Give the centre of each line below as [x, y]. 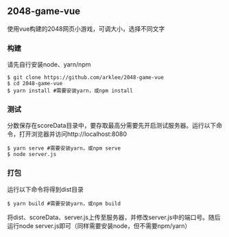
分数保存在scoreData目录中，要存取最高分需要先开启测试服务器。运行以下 [112, 126]
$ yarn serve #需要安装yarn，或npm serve [64, 148]
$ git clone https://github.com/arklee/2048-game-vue [86, 78]
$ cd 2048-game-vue [35, 84]
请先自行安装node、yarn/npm [49, 65]
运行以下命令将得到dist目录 [45, 189]
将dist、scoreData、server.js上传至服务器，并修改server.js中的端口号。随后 [114, 217]
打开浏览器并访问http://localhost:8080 [73, 134]
